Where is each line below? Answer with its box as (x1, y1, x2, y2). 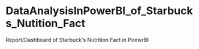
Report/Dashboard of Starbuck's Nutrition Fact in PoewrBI (5, 36, 149, 43)
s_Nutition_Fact (5, 17, 86, 30)
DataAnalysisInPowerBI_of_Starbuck (5, 4, 193, 18)
